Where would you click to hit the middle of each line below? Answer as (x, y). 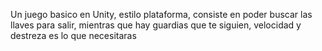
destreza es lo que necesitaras (73, 35)
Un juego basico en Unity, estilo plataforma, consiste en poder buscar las (161, 14)
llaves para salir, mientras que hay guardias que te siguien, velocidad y (156, 25)
